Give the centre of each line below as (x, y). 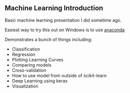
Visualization (25, 86)
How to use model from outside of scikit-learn (59, 75)
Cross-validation (29, 70)
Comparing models (32, 65)
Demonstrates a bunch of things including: (48, 39)
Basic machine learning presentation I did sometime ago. (63, 20)
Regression (23, 54)
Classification (26, 49)
